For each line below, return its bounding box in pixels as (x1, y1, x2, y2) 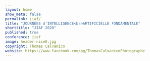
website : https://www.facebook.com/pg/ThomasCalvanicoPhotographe (5, 48, 145, 53)
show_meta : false (5, 12, 41, 17)
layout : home (5, 7, 32, 12)
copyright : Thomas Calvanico (5, 44, 65, 49)
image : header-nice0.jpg (5, 39, 56, 44)
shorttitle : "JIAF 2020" (5, 26, 56, 30)
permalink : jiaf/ (5, 16, 41, 21)
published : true (5, 30, 39, 35)
